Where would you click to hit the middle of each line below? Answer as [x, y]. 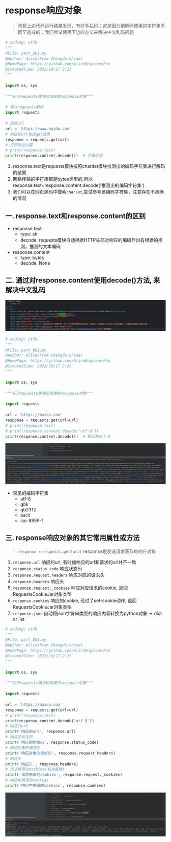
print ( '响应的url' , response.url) [41, 732]
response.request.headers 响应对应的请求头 [59, 575]
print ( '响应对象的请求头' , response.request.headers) [60, 753]
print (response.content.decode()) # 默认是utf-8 [58, 436]
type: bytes [32, 257]
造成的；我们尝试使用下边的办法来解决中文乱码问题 [80, 32]
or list [19, 619]
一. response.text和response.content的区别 [76, 216]
